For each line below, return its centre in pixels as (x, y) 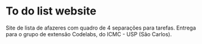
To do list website (51, 11)
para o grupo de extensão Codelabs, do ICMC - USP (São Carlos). (89, 34)
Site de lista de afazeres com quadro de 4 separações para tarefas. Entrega (101, 28)
